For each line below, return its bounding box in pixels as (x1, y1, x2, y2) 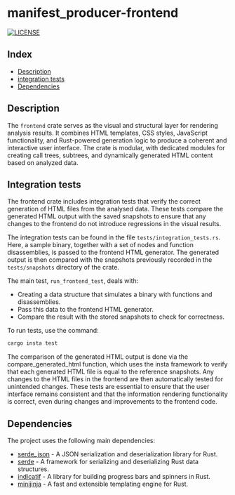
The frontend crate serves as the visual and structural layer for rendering (7, 121, 219, 129)
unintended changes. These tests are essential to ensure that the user (7, 383, 210, 391)
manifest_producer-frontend (7, 5, 179, 21)
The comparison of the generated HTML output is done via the (7, 352, 189, 361)
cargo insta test (7, 340, 58, 347)
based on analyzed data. (7, 158, 79, 166)
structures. (17, 465, 49, 473)
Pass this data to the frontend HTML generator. (17, 305, 154, 314)
